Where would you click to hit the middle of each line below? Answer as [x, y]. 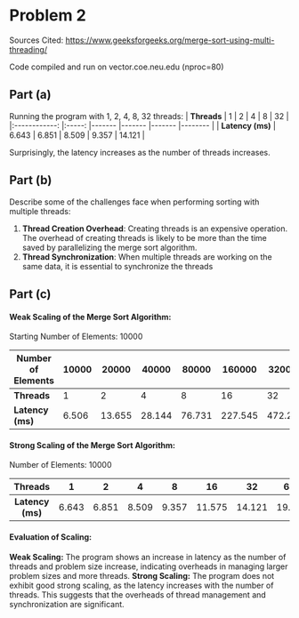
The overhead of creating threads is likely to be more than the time [144, 237]
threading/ [28, 49]
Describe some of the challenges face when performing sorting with [134, 202]
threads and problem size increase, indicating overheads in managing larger [149, 566]
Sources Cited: [36, 40]
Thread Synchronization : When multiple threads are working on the [147, 257]
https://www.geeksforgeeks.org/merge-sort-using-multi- [170, 40]
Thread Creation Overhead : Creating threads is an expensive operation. [154, 229]
